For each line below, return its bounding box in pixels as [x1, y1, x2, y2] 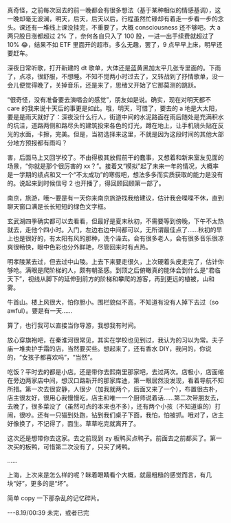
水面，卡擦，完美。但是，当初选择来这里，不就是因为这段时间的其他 [19, 130, 212, 138]
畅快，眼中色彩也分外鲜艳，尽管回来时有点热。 [19, 243, 152, 251]
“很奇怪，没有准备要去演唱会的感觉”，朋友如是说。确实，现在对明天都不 [7, 96, 212, 103]
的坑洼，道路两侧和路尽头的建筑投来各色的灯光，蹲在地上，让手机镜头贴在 [7, 121, 218, 130]
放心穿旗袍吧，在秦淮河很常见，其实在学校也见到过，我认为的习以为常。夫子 [7, 336, 224, 344]
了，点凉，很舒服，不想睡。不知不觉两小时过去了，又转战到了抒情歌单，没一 [7, 72, 224, 81]
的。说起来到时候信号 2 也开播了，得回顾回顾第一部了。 [7, 179, 165, 187]
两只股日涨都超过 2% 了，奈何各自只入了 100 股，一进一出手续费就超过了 [7, 32, 214, 40]
